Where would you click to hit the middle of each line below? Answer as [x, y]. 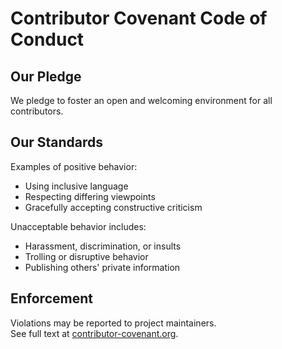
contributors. [37, 111]
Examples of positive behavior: [74, 166]
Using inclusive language [76, 186]
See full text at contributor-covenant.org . [94, 333]
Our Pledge [46, 76]
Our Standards [57, 142]
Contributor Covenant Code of [139, 18]
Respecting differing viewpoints [90, 196]
